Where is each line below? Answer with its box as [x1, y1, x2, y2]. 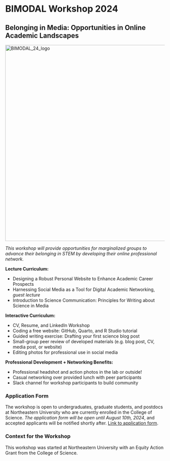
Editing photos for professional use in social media [12, 349, 118, 355]
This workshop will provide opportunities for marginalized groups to [5, 245, 147, 251]
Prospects [12, 281, 34, 287]
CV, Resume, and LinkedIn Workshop [12, 322, 90, 328]
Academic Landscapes [5, 31, 79, 40]
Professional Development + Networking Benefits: [5, 359, 113, 365]
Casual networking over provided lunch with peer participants [12, 374, 142, 380]
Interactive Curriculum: [5, 313, 56, 318]
